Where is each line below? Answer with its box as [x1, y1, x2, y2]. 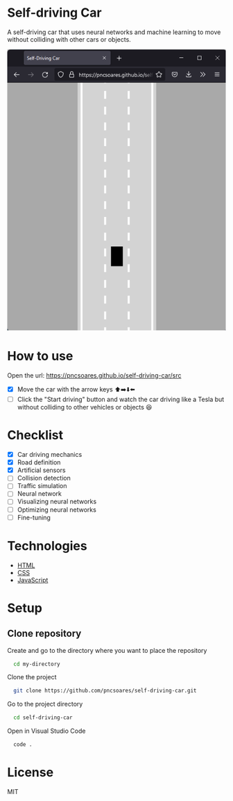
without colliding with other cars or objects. [7, 35, 132, 43]
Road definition [17, 458, 61, 467]
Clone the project [7, 673, 57, 681]
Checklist [7, 428, 64, 443]
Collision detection [17, 474, 71, 483]
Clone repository [7, 628, 82, 640]
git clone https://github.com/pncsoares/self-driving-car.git [13, 687, 197, 695]
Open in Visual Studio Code [7, 727, 86, 735]
